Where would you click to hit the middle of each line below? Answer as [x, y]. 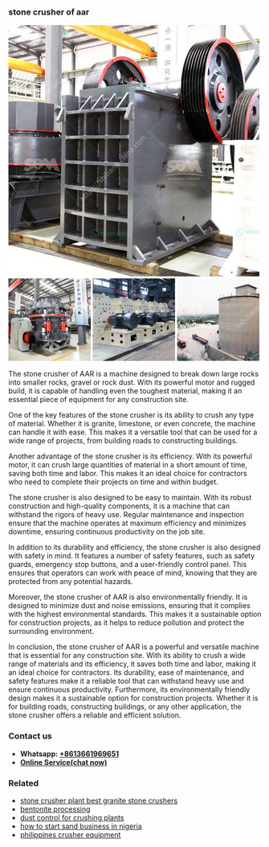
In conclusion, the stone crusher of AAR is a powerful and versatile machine [134, 647]
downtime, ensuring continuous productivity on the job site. [107, 532]
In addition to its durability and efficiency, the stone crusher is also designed [134, 547]
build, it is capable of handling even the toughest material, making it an [125, 391]
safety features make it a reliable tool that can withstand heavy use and [126, 681]
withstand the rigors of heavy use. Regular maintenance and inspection [126, 515]
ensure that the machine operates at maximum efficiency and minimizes [127, 523]
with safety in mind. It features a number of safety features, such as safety [132, 556]
